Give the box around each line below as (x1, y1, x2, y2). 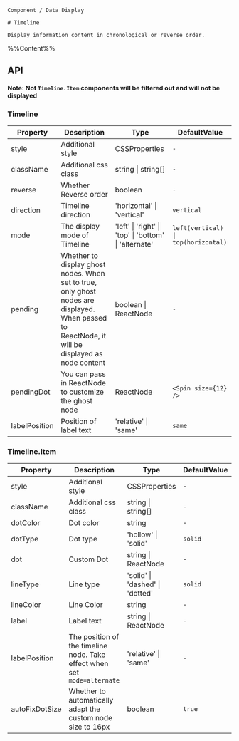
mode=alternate (68, 677, 120, 685)
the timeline (68, 641, 108, 651)
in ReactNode (60, 378, 107, 388)
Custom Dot (68, 554, 109, 564)
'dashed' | (127, 579, 161, 589)
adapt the (68, 704, 101, 714)
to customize (60, 387, 105, 397)
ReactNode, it (60, 331, 107, 341)
